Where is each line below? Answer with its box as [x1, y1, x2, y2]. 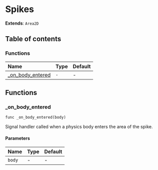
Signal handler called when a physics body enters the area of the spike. [5, 124, 153, 130]
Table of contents [5, 35, 61, 43]
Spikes [5, 4, 34, 15]
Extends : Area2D [5, 20, 39, 26]
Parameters [5, 135, 30, 141]
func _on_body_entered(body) [5, 115, 66, 120]
